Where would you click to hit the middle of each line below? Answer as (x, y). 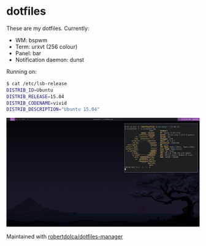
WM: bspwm (31, 40)
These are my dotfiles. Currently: (48, 28)
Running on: (21, 71)
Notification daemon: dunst (50, 60)
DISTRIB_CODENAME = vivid (37, 103)
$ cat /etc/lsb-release (37, 83)
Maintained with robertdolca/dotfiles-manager (65, 236)
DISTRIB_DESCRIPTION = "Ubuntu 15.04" (53, 110)
